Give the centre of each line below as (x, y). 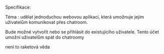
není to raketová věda (28, 47)
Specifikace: (18, 7)
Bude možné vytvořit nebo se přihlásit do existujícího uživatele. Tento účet (82, 32)
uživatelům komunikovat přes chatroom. (47, 22)
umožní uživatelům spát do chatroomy (45, 37)
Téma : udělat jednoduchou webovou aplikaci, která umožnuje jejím (75, 17)
